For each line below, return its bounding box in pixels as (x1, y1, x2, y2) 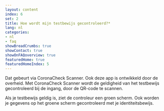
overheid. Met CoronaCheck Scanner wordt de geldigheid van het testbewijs (5, 80, 160, 86)
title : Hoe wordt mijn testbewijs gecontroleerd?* (5, 21, 111, 26)
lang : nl (5, 25, 23, 30)
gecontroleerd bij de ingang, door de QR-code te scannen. (5, 86, 123, 91)
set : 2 (5, 16, 19, 21)
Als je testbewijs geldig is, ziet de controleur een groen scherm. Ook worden (5, 95, 159, 101)
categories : (5, 30, 29, 35)
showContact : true (5, 48, 43, 53)
